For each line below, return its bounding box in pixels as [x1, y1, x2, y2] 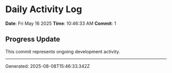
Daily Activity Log [5, 4, 82, 15]
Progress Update [5, 35, 60, 44]
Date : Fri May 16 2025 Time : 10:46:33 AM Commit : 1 [5, 20, 116, 26]
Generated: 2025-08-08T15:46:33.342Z [5, 63, 90, 69]
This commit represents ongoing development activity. [5, 48, 120, 54]
